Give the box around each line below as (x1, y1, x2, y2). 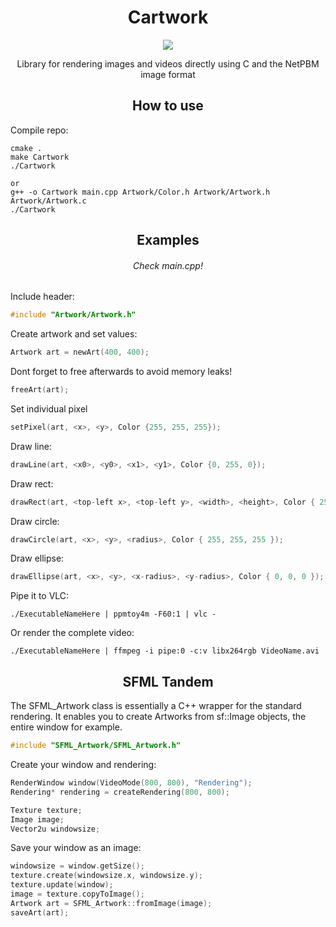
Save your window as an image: (10, 842, 142, 854)
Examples (136, 232, 200, 249)
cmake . (10, 143, 43, 153)
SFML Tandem (122, 673, 214, 690)
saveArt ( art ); (10, 907, 70, 918)
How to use (132, 97, 204, 115)
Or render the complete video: (10, 627, 135, 639)
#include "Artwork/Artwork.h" (10, 310, 137, 320)
